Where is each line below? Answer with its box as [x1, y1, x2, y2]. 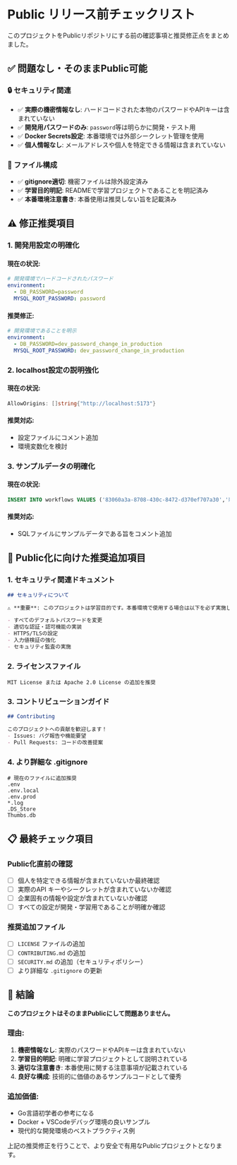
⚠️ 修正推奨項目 [7, 217, 75, 229]
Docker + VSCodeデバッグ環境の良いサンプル [17, 1118, 150, 1126]
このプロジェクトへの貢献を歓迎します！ [7, 726, 107, 733]
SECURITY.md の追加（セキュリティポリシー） [17, 957, 147, 966]
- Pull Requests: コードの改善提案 [7, 739, 104, 746]
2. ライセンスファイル [7, 661, 81, 671]
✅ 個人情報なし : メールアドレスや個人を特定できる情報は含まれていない [17, 141, 226, 149]
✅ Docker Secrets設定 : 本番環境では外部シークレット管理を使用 [17, 131, 205, 140]
